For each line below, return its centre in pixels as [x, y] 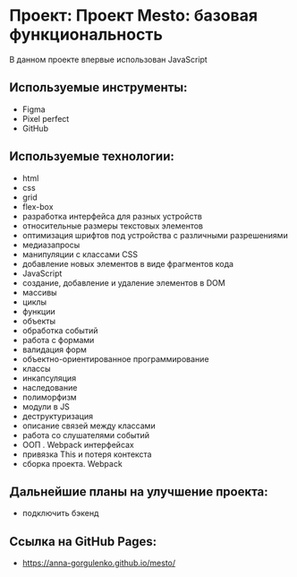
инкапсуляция [49, 378]
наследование [50, 387]
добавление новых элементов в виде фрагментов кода [128, 263]
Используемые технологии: [92, 156]
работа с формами [58, 340]
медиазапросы [51, 245]
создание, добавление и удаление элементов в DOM [123, 282]
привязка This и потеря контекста [87, 454]
